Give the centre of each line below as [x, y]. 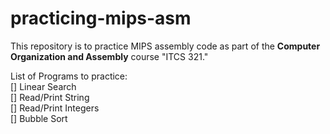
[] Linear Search [43, 86]
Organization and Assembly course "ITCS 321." [109, 56]
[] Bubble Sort [39, 118]
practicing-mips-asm [101, 18]
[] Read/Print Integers [55, 108]
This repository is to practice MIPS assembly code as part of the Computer [165, 46]
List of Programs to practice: [69, 76]
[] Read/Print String [50, 97]
